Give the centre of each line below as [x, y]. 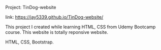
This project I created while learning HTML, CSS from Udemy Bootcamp [80, 27]
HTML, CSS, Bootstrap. [30, 42]
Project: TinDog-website [31, 7]
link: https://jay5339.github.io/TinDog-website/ [54, 17]
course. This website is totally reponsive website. [57, 32]
